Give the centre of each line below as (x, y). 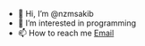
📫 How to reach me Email (66, 33)
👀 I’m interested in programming (77, 23)
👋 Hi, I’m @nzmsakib (55, 14)
